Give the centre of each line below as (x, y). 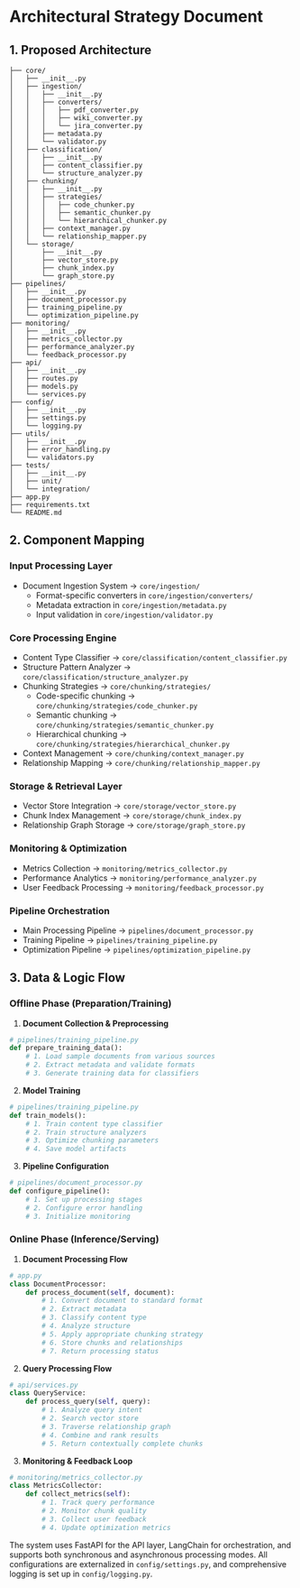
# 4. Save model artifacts (76, 1149)
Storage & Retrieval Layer (66, 786)
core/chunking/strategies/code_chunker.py (117, 706)
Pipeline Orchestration (59, 910)
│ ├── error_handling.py (60, 449)
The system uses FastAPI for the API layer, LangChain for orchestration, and (150, 1545)
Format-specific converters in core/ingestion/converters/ (145, 595)
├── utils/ (30, 434)
